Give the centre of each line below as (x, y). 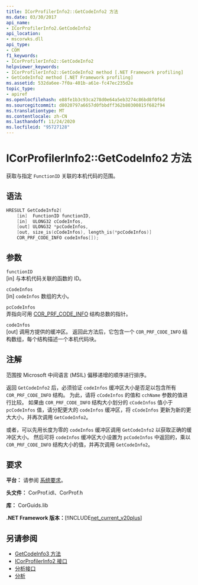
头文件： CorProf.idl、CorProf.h (45, 493)
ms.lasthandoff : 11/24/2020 (41, 122)
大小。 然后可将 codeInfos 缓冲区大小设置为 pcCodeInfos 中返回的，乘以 (103, 437)
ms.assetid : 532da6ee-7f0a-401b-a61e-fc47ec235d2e (70, 83)
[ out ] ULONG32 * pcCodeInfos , (53, 227)
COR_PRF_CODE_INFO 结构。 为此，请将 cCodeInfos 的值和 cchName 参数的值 (95, 395)
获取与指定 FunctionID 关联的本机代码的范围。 (62, 176)
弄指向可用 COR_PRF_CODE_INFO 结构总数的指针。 (69, 314)
